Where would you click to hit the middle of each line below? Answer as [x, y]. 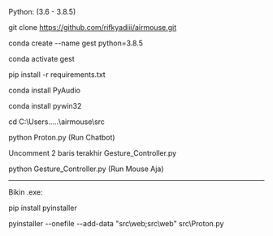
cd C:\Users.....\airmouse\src [57, 122]
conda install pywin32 [45, 106]
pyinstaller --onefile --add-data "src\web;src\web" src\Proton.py [116, 223]
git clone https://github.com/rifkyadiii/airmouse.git [93, 27]
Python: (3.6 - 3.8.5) [42, 12]
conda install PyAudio [45, 90]
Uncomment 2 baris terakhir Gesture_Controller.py [93, 153]
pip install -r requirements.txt [57, 75]
